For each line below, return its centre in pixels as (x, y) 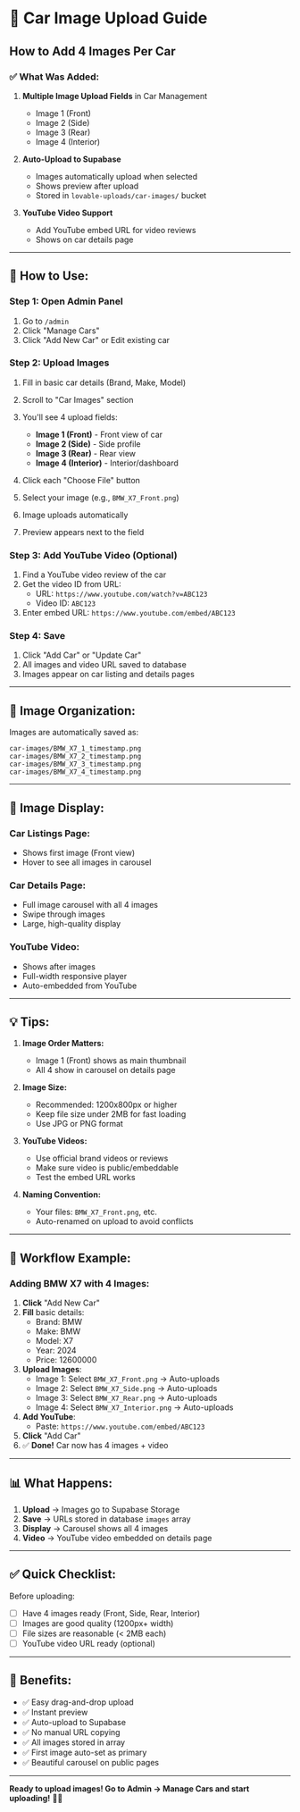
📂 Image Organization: (72, 711)
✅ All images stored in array (74, 1742)
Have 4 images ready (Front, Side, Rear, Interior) (111, 1613)
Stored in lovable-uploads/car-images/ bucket (121, 195)
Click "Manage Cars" (61, 331)
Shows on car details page (84, 239)
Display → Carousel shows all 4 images (95, 1528)
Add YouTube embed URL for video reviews (116, 230)
